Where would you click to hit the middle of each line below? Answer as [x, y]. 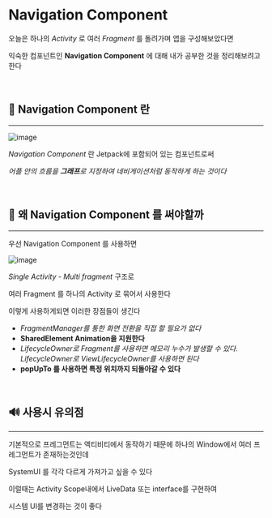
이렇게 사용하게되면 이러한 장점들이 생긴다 [74, 310]
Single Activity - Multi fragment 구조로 [72, 276]
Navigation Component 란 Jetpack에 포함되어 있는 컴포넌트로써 [111, 154]
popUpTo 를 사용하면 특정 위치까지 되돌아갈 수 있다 [100, 368]
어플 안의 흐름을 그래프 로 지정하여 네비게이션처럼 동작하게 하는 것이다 [117, 171]
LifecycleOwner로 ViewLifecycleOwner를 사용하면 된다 [110, 358]
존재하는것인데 [66, 455]
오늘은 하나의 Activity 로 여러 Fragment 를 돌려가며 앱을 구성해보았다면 [121, 38]
